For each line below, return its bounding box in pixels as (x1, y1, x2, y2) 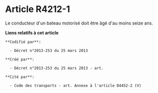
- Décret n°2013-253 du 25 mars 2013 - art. (9, 65, 104, 70)
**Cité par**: (5, 74, 35, 79)
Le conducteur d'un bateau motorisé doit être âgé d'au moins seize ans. (5, 20, 153, 26)
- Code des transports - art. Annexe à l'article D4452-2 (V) (9, 83, 142, 88)
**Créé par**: (5, 56, 35, 62)
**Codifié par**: (5, 39, 41, 44)
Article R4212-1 (5, 3, 70, 15)
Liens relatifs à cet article (5, 29, 59, 35)
